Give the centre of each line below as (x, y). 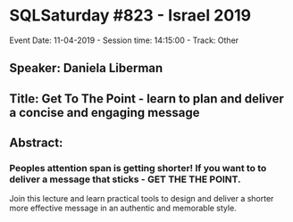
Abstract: (36, 143)
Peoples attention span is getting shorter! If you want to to (138, 169)
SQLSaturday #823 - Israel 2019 (130, 16)
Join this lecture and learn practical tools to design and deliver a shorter (142, 199)
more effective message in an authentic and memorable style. (123, 208)
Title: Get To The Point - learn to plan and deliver (146, 99)
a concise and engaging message (105, 112)
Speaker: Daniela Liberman (86, 68)
